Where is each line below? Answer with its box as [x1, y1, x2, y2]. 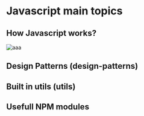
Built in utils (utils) [6, 81, 76, 91]
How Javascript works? [6, 28, 97, 38]
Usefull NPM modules [6, 102, 89, 112]
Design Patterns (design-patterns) [6, 61, 139, 71]
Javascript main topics [6, 4, 123, 18]
